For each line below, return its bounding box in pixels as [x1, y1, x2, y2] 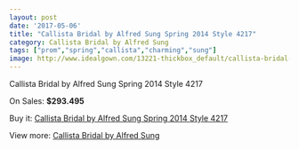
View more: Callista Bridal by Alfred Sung [9, 130, 160, 140]
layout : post [9, 12, 58, 22]
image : [9, 54, 34, 63]
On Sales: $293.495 [9, 96, 85, 106]
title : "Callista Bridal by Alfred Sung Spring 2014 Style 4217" [9, 29, 256, 38]
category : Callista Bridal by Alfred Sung [9, 37, 169, 47]
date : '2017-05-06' [9, 21, 82, 30]
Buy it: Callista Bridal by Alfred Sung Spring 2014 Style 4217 [9, 113, 229, 123]
